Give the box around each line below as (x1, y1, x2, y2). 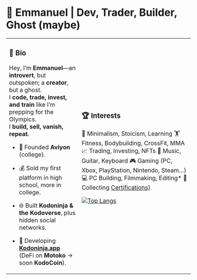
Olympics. (9, 115, 37, 123)
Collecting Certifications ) (81, 183, 151, 191)
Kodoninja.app (19, 244, 60, 252)
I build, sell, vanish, (9, 122, 63, 130)
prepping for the (9, 107, 54, 116)
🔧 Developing (19, 237, 56, 245)
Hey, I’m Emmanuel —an (9, 63, 76, 72)
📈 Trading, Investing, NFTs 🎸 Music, (81, 147, 182, 155)
